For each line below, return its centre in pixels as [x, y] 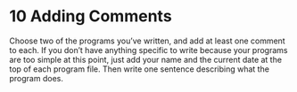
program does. [37, 78]
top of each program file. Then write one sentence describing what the [140, 69]
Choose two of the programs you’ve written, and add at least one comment [147, 41]
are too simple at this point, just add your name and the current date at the [146, 59]
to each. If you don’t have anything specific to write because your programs [148, 50]
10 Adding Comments [91, 16]
